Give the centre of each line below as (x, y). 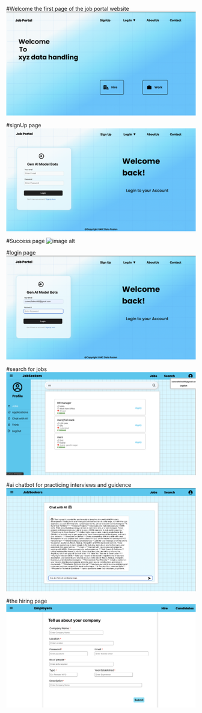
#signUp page (24, 125)
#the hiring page (27, 601)
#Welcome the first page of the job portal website (68, 9)
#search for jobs (26, 369)
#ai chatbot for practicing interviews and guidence (69, 484)
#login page (21, 253)
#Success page (26, 241)
